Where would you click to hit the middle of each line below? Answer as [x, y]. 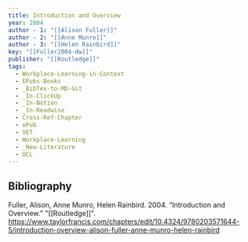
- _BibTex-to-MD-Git [49, 88]
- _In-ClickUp [38, 96]
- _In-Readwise [40, 111]
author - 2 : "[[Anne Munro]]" [58, 37]
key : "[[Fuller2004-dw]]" [50, 52]
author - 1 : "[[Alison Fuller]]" [63, 30]
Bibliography [40, 186]
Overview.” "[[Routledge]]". [52, 214]
